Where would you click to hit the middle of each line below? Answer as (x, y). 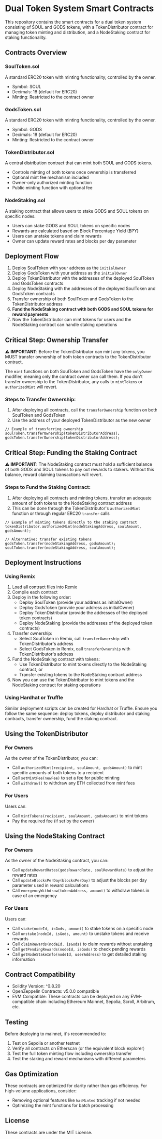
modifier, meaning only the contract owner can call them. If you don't (74, 376)
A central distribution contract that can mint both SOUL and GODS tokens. (79, 163)
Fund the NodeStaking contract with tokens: (56, 659)
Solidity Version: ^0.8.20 (36, 986)
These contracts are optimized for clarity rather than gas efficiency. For (76, 1086)
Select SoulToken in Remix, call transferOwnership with (74, 639)
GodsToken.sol (23, 109)
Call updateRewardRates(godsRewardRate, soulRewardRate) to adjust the (82, 870)
